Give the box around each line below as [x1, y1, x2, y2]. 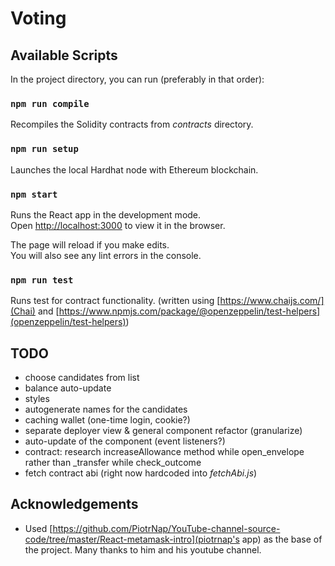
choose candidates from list [24, 372, 140, 383]
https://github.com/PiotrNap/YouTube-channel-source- [52, 522, 281, 534]
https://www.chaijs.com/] [219, 295, 325, 307]
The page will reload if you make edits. [10, 238, 170, 251]
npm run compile [10, 98, 90, 109]
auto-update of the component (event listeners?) [24, 435, 226, 447]
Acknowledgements [10, 496, 139, 513]
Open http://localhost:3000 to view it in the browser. [10, 219, 226, 231]
